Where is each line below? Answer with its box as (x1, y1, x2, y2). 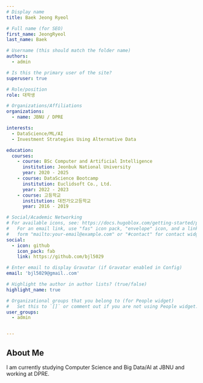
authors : (6, 53, 28, 59)
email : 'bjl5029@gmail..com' (6, 270, 80, 277)
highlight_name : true (6, 287, 61, 293)
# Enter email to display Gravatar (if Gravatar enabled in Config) (6, 264, 182, 271)
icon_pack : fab (17, 248, 56, 254)
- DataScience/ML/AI (11, 131, 63, 137)
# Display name (6, 8, 45, 15)
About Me (6, 347, 44, 358)
